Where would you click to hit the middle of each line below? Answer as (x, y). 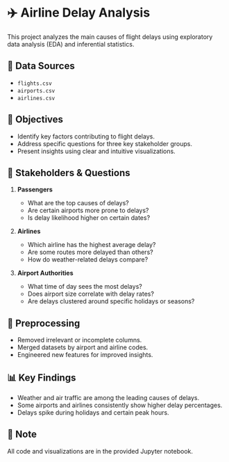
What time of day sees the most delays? (85, 287)
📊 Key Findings (42, 377)
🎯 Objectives (35, 119)
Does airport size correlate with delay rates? (91, 294)
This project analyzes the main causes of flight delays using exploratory (110, 37)
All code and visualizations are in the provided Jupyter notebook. (100, 451)
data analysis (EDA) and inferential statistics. (71, 44)
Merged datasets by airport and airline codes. (83, 347)
